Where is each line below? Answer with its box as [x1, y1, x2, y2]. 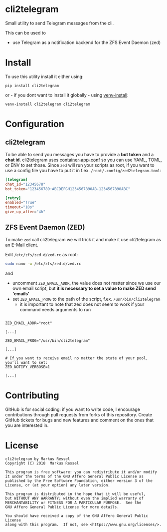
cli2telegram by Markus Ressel [5, 456, 70, 461]
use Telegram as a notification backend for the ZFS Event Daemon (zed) [12, 39, 161, 46]
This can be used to [5, 30, 46, 36]
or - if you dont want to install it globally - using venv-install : [5, 92, 129, 98]
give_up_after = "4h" [5, 209, 46, 215]
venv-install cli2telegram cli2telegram [5, 102, 91, 107]
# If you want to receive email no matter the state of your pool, [5, 355, 149, 361]
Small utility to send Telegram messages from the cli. [5, 20, 114, 26]
